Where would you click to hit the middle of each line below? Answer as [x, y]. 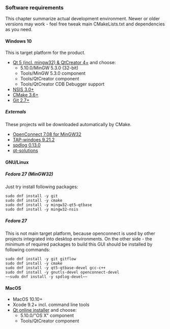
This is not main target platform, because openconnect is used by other [80, 233]
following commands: [28, 250]
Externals [16, 112]
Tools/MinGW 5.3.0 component [53, 73]
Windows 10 [19, 41]
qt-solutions [25, 151]
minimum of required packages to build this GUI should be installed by [79, 244]
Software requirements [35, 8]
